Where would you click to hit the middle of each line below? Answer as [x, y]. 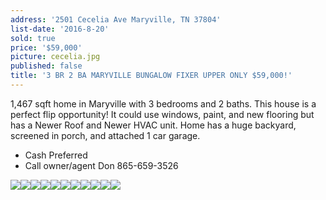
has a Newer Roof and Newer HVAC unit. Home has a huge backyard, [153, 125]
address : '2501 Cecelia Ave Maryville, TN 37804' [116, 19]
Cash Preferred [56, 155]
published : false [46, 66]
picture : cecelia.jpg [55, 57]
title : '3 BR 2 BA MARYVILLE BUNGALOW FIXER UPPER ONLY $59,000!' [151, 76]
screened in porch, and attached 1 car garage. [105, 135]
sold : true [33, 38]
